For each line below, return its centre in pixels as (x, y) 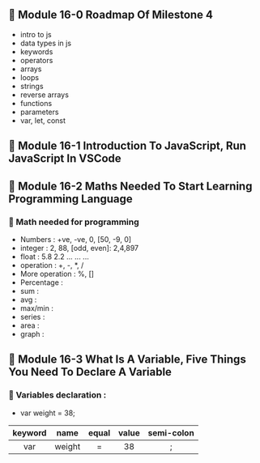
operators (36, 60)
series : (32, 316)
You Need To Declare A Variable (90, 372)
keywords (36, 51)
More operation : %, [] (57, 274)
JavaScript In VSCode (65, 159)
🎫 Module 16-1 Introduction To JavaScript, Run (128, 146)
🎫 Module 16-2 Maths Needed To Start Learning (130, 186)
